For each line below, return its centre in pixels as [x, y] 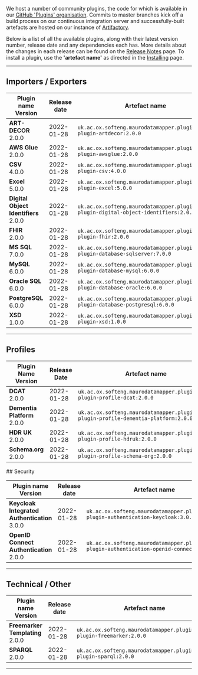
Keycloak [22, 503]
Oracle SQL [25, 281]
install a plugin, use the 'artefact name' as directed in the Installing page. [95, 58]
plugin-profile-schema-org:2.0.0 [125, 456]
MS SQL [21, 247]
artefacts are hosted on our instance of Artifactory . [68, 27]
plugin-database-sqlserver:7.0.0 [124, 254]
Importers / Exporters [47, 82]
